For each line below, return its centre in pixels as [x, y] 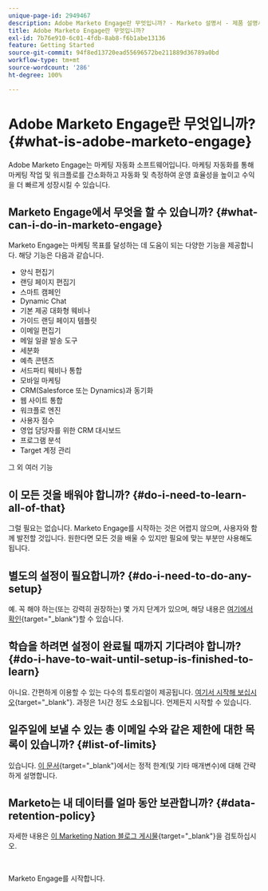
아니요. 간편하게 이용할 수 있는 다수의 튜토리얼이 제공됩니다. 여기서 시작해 [122, 692]
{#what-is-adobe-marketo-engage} [130, 141]
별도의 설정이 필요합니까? [67, 576]
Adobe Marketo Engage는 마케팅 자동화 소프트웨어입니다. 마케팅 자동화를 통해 [131, 164]
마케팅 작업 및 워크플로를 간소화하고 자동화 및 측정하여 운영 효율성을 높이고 [124, 174]
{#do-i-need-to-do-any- [189, 576]
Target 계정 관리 [45, 450]
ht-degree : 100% [35, 75]
